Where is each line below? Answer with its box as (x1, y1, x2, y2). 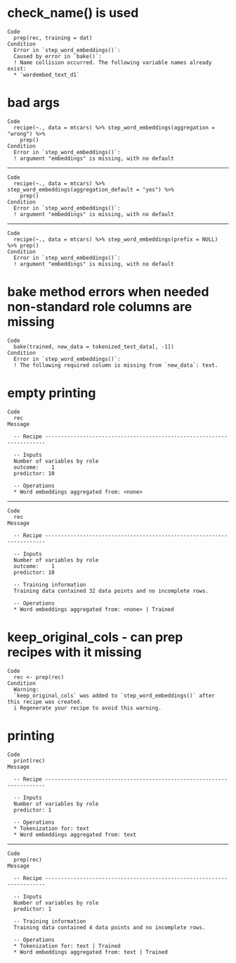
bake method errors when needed (7, 284, 209, 300)
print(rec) (13, 757, 46, 764)
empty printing (7, 385, 96, 401)
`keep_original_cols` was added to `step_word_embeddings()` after (13, 692, 216, 699)
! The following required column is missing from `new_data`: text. (13, 361, 218, 369)
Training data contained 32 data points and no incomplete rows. (13, 587, 209, 594)
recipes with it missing (7, 644, 142, 660)
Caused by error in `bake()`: (13, 53, 102, 60)
